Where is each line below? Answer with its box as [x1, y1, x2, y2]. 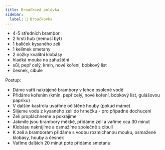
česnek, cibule [12, 67, 43, 73]
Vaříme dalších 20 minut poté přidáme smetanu [12, 140, 111, 146]
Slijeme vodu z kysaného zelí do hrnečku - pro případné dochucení [12, 108, 151, 114]
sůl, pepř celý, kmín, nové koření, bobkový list [12, 62, 107, 68]
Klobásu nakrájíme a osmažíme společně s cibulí [12, 124, 113, 130]
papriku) [12, 97, 30, 103]
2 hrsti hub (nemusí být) [12, 35, 63, 41]
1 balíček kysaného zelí [12, 41, 60, 47]
